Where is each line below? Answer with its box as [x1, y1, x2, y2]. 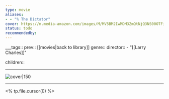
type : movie [5, 7, 30, 12]
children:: [5, 59, 25, 65]
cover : [5, 21, 19, 26]
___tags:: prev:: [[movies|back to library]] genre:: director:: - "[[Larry [5, 44, 146, 50]
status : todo [5, 26, 33, 31]
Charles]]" [5, 49, 27, 55]
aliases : [5, 12, 24, 17]
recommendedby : [5, 30, 37, 35]
